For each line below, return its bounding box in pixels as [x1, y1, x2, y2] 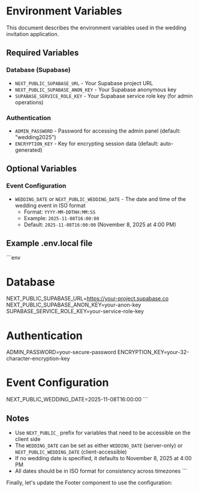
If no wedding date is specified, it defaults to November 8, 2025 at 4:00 [14, 455, 192, 462]
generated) [14, 146, 43, 154]
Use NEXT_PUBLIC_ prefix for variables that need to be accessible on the [14, 429, 191, 436]
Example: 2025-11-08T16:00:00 [23, 214, 99, 221]
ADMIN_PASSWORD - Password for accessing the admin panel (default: [14, 127, 181, 134]
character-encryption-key [6, 355, 70, 362]
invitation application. [6, 30, 59, 37]
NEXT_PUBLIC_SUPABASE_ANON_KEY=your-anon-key [6, 301, 141, 308]
